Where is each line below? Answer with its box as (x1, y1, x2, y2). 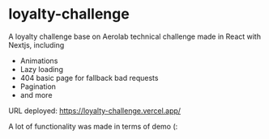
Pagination (19, 82, 57, 91)
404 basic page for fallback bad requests (19, 73, 159, 82)
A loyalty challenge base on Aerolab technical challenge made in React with (8, 32, 262, 41)
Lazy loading (19, 64, 63, 74)
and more (19, 90, 53, 99)
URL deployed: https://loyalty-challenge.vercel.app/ (8, 106, 181, 116)
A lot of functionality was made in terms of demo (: (8, 121, 178, 131)
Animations (19, 56, 58, 65)
